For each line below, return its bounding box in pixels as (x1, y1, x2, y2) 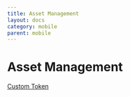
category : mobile (7, 23, 58, 30)
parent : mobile (7, 29, 51, 37)
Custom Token (7, 82, 49, 91)
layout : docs (7, 17, 45, 24)
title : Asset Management (7, 10, 79, 17)
